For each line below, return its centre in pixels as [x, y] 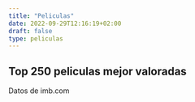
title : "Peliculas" [41, 16]
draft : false [30, 31]
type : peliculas [36, 38]
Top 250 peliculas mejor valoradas [97, 71]
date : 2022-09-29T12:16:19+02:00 [65, 23]
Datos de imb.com [39, 91]
